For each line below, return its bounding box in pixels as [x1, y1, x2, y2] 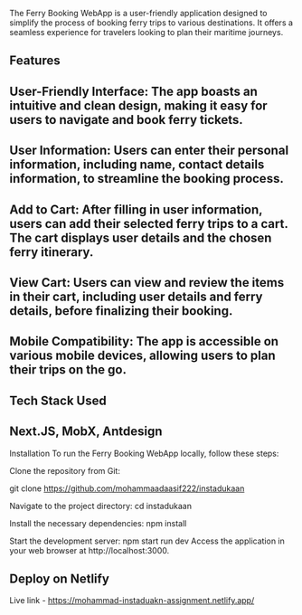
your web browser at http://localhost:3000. [9, 544, 170, 555]
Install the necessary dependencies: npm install [9, 517, 187, 528]
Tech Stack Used [9, 393, 107, 408]
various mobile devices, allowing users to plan [9, 348, 276, 364]
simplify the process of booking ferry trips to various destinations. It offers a [9, 17, 294, 28]
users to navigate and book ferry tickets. [9, 112, 244, 128]
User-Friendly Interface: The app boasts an [9, 83, 258, 99]
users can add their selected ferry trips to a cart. [9, 216, 288, 232]
